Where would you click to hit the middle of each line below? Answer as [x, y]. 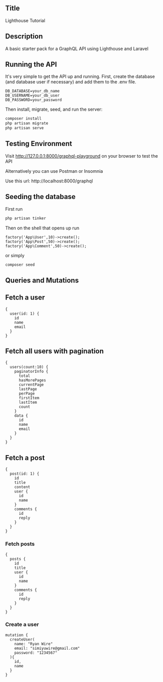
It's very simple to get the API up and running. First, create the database [80, 77]
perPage [27, 394]
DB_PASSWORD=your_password [34, 100]
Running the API [31, 64]
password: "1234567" [36, 653]
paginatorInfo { [32, 372]
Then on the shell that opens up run [42, 228]
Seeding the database [40, 197]
